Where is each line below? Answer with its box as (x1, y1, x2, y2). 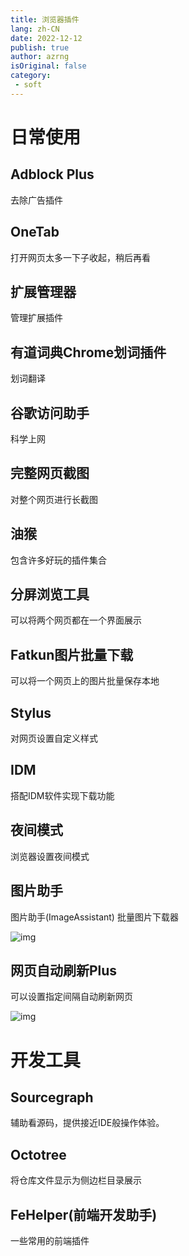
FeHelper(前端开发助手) (10, 1206, 158, 1223)
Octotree (10, 1146, 67, 1163)
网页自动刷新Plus (10, 962, 118, 979)
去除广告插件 (10, 194, 63, 206)
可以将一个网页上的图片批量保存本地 (10, 675, 160, 687)
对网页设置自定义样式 (10, 732, 98, 745)
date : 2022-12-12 (10, 33, 83, 43)
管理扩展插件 (10, 312, 63, 324)
